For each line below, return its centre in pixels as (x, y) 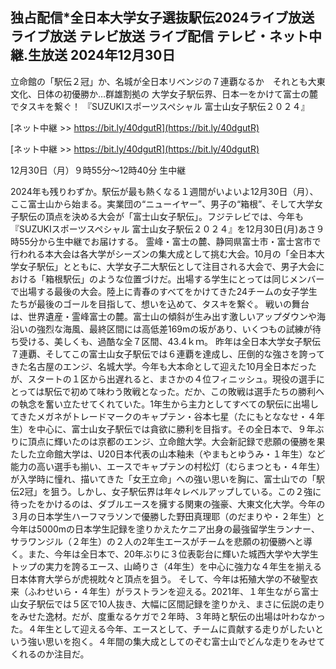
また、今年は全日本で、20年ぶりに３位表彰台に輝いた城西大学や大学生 (173, 554)
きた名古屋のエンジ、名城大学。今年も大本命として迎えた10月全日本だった (163, 366)
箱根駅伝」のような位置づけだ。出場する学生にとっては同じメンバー (184, 279)
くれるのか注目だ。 (50, 654)
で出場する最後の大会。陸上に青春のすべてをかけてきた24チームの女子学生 (164, 291)
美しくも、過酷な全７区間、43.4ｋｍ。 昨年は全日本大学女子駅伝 (187, 341)
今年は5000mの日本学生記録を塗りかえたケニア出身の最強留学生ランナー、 (165, 529)
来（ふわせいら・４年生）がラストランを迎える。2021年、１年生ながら (156, 591)
